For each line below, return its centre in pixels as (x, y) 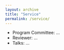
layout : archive (22, 10)
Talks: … (21, 43)
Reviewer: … (25, 38)
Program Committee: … (36, 33)
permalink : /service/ (28, 19)
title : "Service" (23, 14)
